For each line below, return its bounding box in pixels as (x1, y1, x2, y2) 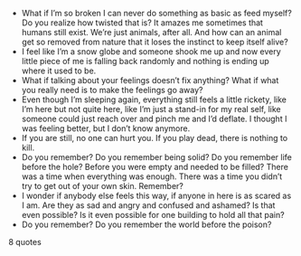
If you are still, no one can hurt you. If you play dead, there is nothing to (21, 133, 288, 143)
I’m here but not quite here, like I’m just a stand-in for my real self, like (21, 104, 281, 114)
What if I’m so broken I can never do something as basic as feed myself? (21, 8, 293, 18)
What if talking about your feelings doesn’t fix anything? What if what (21, 75, 279, 85)
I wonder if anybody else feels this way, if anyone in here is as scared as (21, 190, 292, 201)
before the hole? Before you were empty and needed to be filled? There (21, 162, 288, 172)
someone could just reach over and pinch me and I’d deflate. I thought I (21, 113, 287, 124)
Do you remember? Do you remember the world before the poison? (21, 219, 272, 230)
